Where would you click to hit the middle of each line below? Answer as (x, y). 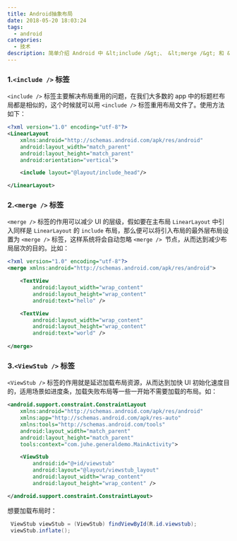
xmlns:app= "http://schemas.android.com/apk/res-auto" (101, 418)
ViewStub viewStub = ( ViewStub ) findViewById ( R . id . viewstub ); (104, 524)
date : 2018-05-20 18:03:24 (47, 21)
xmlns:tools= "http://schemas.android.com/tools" (93, 424)
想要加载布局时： (32, 511)
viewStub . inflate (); (41, 530)
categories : (25, 40)
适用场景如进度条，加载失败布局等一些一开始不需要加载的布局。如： (118, 391)
